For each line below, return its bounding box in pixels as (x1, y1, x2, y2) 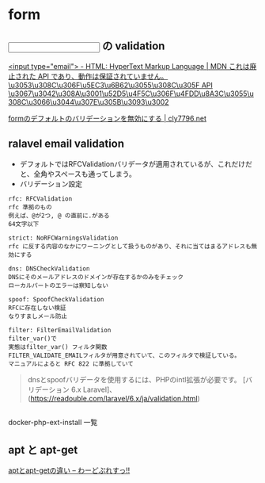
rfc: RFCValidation (8, 194, 73, 203)
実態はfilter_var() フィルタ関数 (8, 343, 108, 351)
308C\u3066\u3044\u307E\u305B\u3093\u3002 (8, 98, 169, 106)
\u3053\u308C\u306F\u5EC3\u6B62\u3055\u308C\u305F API (8, 81, 214, 90)
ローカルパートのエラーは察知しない (8, 282, 109, 289)
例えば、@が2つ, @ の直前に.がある (8, 212, 110, 220)
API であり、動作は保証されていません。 (37, 71, 168, 81)
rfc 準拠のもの (8, 203, 53, 211)
